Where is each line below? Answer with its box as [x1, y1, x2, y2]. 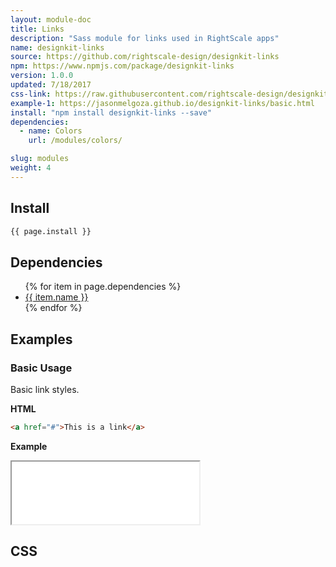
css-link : [10, 89, 52, 99]
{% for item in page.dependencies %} [24, 281, 182, 293]
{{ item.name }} [24, 291, 89, 303]
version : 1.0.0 [10, 71, 74, 81]
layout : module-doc [10, 14, 92, 25]
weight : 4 [10, 163, 52, 173]
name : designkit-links [10, 42, 105, 53]
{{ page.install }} [10, 226, 92, 236]
